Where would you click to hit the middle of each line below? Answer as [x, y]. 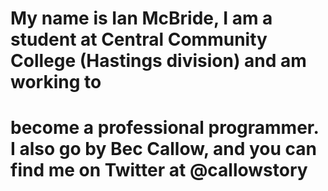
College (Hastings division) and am [158, 61]
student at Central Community [139, 39]
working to [56, 82]
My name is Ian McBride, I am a [141, 18]
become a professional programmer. [164, 128]
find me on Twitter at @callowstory [159, 170]
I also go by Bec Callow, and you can [164, 149]
